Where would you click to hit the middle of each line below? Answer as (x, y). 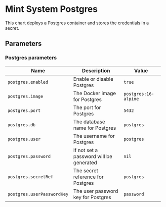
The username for (94, 136)
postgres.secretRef (30, 177)
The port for (87, 107)
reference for (88, 177)
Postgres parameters (31, 58)
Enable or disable (93, 79)
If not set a (85, 150)
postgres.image (25, 96)
